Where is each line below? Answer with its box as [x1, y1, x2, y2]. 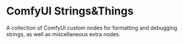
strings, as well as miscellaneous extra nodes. [6, 30, 121, 37]
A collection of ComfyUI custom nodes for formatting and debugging [6, 24, 178, 31]
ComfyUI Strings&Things [6, 4, 134, 18]
